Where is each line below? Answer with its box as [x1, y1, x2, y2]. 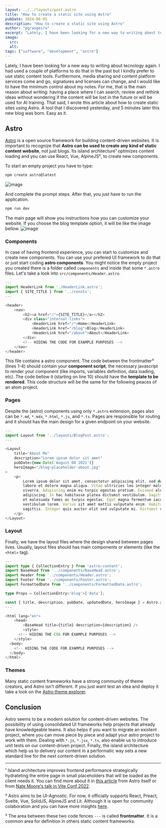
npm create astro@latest [5, 172, 56, 178]
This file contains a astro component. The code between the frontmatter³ [5, 358, 154, 364]
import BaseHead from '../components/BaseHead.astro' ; [5, 568, 121, 573]
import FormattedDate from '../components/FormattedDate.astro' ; [5, 582, 142, 587]
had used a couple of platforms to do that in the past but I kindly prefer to [5, 68, 155, 74]
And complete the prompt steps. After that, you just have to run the [5, 191, 142, 197]
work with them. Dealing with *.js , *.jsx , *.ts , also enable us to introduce [5, 737, 157, 743]
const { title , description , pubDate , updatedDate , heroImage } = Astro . [5, 600, 161, 605]
